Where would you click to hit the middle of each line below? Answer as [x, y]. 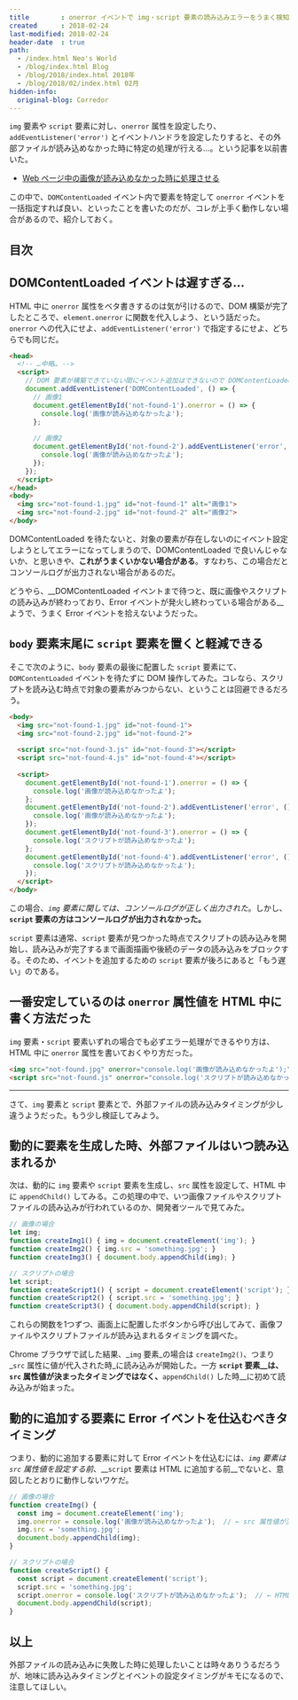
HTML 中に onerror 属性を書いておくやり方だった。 [103, 1053]
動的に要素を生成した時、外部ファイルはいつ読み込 [149, 1145]
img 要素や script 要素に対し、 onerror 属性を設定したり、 [115, 126]
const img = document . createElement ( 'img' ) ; [101, 1513]
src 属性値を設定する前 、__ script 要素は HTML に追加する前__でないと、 [143, 1469]
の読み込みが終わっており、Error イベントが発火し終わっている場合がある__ [146, 602]
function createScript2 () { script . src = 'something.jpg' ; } [125, 1298]
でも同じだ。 [40, 339]
